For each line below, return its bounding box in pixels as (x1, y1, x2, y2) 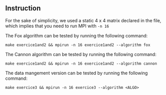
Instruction (5, 4, 41, 13)
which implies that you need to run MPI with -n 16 (5, 23, 109, 29)
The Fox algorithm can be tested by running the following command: (5, 32, 148, 38)
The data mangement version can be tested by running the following (5, 70, 148, 76)
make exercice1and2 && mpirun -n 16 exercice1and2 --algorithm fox (5, 42, 151, 47)
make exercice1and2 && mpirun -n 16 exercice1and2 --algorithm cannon (5, 61, 157, 66)
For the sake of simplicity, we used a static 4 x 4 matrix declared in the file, (5, 17, 161, 23)
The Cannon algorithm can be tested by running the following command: (5, 51, 157, 57)
